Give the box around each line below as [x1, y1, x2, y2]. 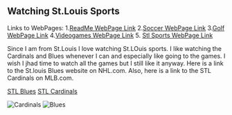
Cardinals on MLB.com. [7, 74, 74, 82]
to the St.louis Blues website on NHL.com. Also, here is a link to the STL [7, 66, 211, 74]
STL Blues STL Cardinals [7, 87, 78, 95]
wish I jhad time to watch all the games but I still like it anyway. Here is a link [7, 59, 224, 67]
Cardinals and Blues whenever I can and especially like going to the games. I [7, 52, 226, 60]
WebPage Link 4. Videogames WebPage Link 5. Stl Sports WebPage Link [7, 31, 213, 39]
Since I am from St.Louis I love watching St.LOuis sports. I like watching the [7, 44, 222, 52]
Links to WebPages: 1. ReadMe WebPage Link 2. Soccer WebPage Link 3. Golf [7, 23, 225, 32]
